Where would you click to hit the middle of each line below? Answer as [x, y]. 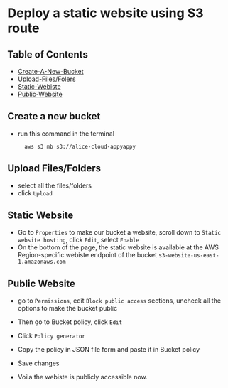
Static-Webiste [39, 86]
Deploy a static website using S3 [105, 13]
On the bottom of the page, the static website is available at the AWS [118, 247]
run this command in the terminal [66, 134]
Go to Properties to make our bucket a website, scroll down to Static [119, 232]
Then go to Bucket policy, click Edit [70, 322]
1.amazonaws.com [42, 262]
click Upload [35, 193]
